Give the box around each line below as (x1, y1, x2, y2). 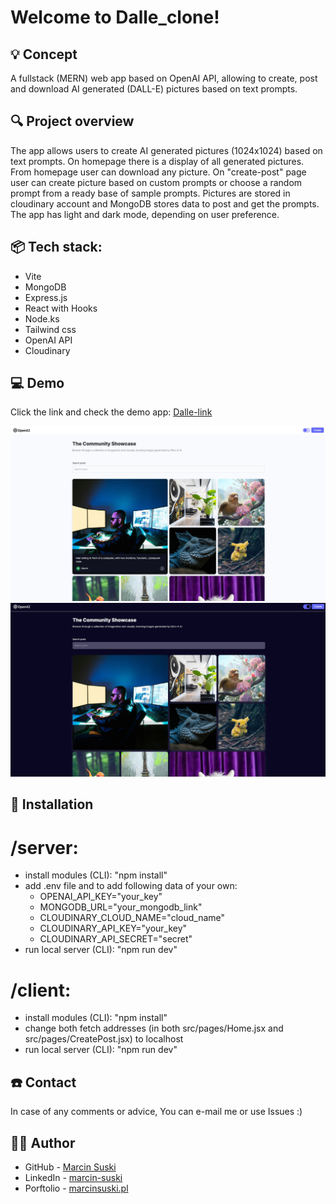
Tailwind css (24, 323, 77, 335)
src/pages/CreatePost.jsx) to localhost (24, 1033, 184, 1045)
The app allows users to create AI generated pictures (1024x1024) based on (10, 144, 323, 156)
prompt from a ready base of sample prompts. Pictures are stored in (10, 187, 291, 199)
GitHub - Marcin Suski (24, 1161, 117, 1173)
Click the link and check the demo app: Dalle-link (10, 406, 213, 418)
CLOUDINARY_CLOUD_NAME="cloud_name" (39, 912, 226, 924)
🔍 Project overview (10, 113, 135, 130)
